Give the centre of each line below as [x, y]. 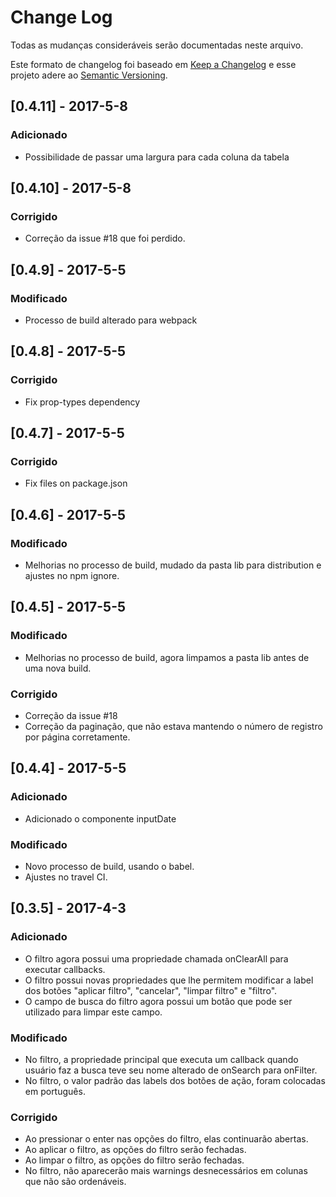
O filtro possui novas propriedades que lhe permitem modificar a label [169, 980]
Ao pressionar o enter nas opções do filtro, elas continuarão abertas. [166, 1139]
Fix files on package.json [76, 483]
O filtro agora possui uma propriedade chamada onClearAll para [156, 958]
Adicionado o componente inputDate [100, 818]
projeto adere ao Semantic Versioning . [89, 75]
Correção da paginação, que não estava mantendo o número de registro [173, 727]
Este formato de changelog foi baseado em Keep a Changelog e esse [153, 64]
